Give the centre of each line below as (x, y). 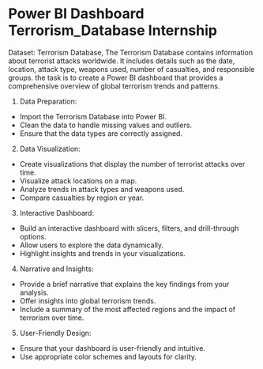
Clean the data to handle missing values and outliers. (105, 125)
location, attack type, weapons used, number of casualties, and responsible (131, 69)
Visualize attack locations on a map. (78, 181)
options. (33, 236)
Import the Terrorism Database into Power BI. (93, 116)
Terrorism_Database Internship (113, 30)
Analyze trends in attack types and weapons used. (102, 189)
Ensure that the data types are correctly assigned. (101, 133)
